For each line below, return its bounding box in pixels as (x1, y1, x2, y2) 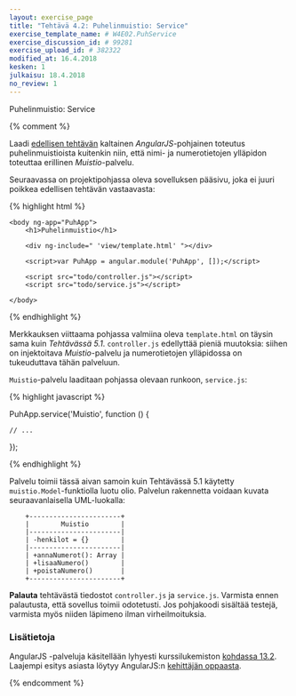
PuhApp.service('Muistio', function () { (9, 408, 149, 419)
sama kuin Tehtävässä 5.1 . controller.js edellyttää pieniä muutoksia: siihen (9, 338, 288, 348)
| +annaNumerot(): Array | (25, 550, 125, 560)
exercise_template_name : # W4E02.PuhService (9, 29, 177, 38)
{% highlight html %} (9, 201, 86, 212)
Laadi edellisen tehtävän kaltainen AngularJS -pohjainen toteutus (9, 138, 246, 148)
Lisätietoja (9, 630, 56, 643)
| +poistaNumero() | (25, 566, 125, 575)
